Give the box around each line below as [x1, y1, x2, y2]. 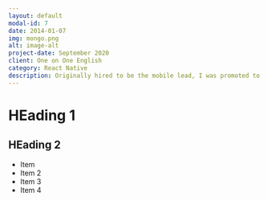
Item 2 [19, 168, 42, 178]
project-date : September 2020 [8, 49, 110, 57]
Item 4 [19, 185, 42, 195]
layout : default [8, 11, 63, 20]
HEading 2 [8, 138, 62, 152]
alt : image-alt [8, 42, 59, 50]
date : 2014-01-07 [8, 27, 67, 35]
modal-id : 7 [8, 19, 48, 27]
